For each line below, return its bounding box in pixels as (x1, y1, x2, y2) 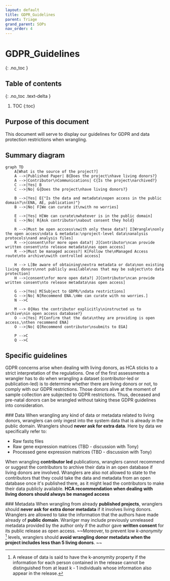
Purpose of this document (5, 118, 90, 126)
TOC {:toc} (12, 102, 35, 109)
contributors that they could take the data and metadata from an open (5, 475, 151, 481)
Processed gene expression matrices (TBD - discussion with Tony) (12, 449, 152, 455)
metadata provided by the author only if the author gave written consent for (5, 523, 164, 529)
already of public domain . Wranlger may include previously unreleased (5, 517, 154, 523)
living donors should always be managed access (5, 491, 110, 497)
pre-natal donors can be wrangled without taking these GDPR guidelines (5, 397, 156, 403)
